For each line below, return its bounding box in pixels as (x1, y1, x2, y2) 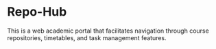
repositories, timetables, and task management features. (7, 33, 167, 42)
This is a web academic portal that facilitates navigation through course (7, 27, 209, 35)
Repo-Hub (7, 4, 67, 20)
